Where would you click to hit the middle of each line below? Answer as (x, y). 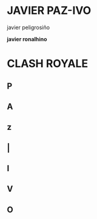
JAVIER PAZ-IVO (49, 11)
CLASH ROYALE (48, 64)
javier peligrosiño (28, 27)
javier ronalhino (27, 39)
